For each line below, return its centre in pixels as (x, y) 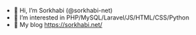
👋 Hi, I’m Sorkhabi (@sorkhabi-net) (63, 10)
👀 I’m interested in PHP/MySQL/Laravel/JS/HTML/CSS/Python (101, 17)
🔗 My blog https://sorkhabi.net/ (58, 25)
